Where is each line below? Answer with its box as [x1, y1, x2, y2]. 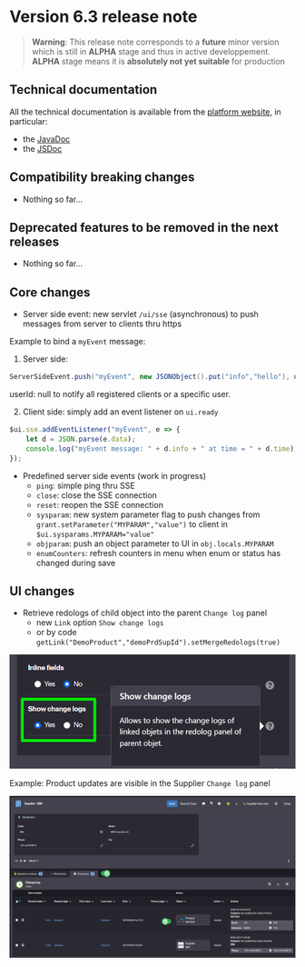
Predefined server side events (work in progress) [22, 470, 207, 481]
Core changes [9, 284, 91, 300]
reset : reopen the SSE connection [35, 499, 163, 510]
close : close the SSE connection [35, 489, 157, 501]
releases [9, 234, 60, 249]
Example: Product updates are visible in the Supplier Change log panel [9, 778, 271, 789]
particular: [9, 115, 48, 126]
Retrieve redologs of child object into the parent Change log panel [22, 607, 268, 619]
